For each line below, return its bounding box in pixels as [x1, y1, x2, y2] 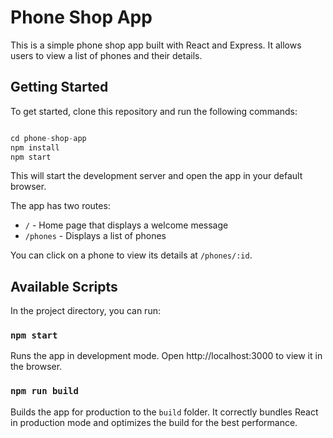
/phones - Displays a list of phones [24, 230, 167, 242]
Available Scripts [10, 278, 118, 295]
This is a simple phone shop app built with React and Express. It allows [10, 39, 302, 51]
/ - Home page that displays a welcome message [24, 219, 229, 231]
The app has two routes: [10, 200, 111, 212]
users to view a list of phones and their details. [10, 49, 203, 61]
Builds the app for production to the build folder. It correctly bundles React [10, 406, 319, 418]
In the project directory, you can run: [10, 305, 161, 317]
